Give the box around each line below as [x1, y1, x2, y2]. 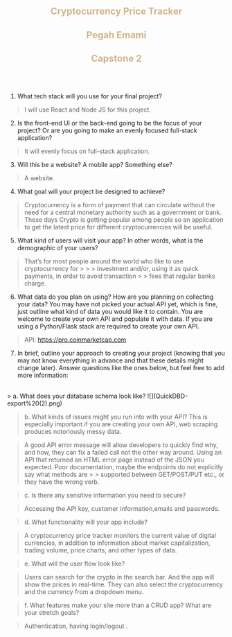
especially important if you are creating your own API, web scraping [24, 419, 218, 428]
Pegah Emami [86, 29, 147, 41]
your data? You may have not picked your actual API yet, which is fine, [17, 299, 218, 308]
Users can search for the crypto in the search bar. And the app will [24, 573, 215, 581]
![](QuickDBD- [147, 392, 188, 400]
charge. [24, 279, 46, 287]
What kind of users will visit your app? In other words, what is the [17, 236, 204, 245]
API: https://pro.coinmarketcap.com [24, 335, 127, 344]
